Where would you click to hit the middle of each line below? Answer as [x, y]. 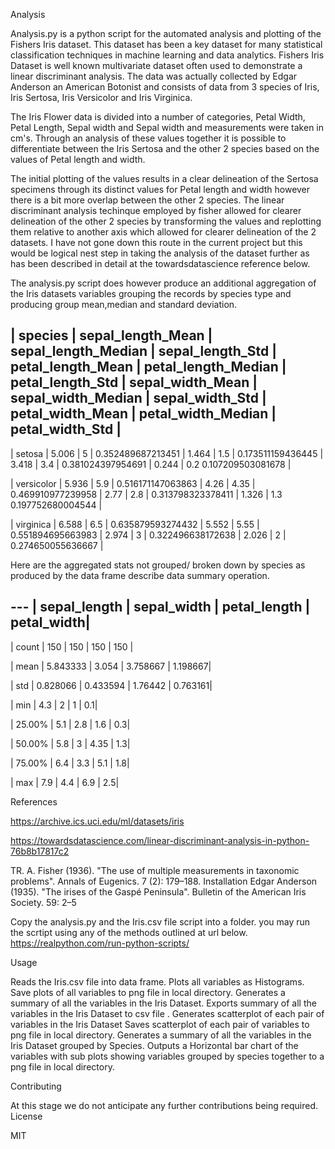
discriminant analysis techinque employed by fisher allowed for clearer [156, 210]
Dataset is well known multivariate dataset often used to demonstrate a [156, 65]
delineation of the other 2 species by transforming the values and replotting [166, 221]
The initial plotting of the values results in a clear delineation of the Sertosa [164, 178]
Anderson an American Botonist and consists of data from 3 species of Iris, [165, 87]
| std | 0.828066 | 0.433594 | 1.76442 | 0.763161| [111, 685]
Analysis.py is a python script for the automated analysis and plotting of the [166, 33]
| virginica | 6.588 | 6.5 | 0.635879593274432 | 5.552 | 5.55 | [135, 524]
